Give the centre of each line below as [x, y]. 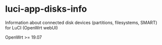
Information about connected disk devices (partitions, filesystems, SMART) [81, 22]
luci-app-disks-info [46, 9]
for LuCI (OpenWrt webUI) [32, 27]
